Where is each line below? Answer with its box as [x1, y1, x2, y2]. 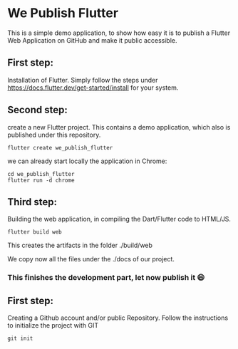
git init [7, 335, 33, 343]
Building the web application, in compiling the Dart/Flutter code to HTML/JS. [7, 215, 232, 224]
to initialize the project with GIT [7, 321, 98, 330]
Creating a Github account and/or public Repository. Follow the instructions [7, 313, 229, 322]
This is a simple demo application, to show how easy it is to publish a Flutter [7, 28, 230, 37]
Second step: [7, 104, 68, 116]
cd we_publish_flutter [7, 170, 75, 177]
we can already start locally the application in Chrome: [7, 157, 167, 165]
